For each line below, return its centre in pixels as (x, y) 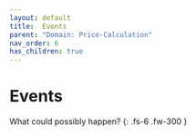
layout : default (40, 18)
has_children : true (46, 52)
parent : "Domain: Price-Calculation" (81, 34)
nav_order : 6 (34, 43)
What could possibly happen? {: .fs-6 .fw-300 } (98, 121)
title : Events (38, 26)
